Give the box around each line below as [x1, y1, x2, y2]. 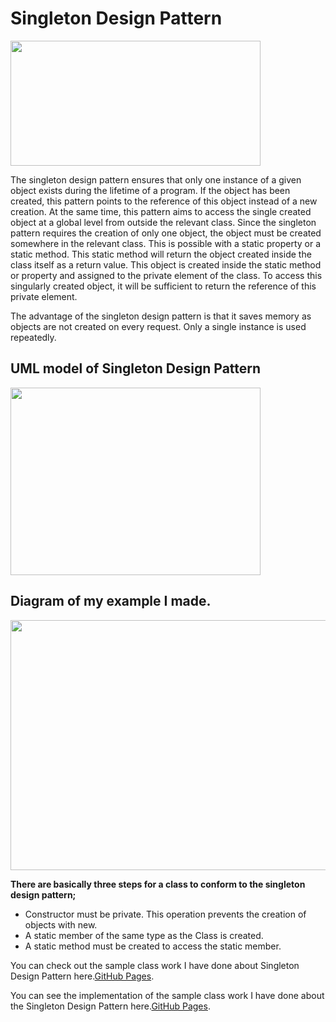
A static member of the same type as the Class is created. [24, 929, 264, 941]
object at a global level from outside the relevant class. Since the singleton [10, 216, 317, 228]
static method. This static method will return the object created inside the [10, 248, 312, 260]
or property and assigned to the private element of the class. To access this [10, 269, 323, 281]
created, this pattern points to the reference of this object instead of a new [10, 195, 318, 207]
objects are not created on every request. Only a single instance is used [10, 320, 307, 332]
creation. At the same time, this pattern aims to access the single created [10, 205, 312, 217]
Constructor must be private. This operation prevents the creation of [24, 908, 307, 920]
